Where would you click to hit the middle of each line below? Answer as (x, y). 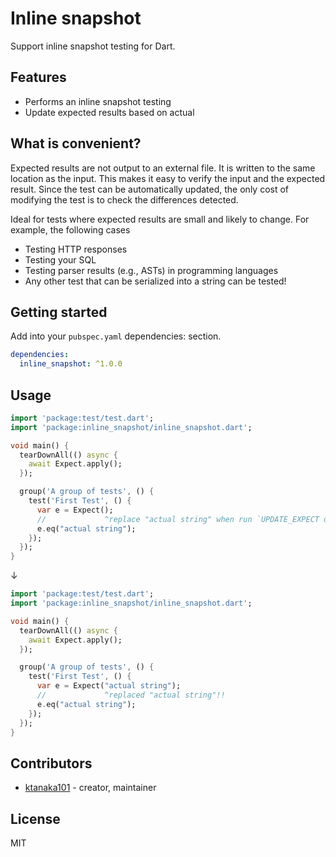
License (35, 818)
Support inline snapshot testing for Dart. (93, 46)
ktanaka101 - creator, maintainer (90, 788)
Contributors (51, 763)
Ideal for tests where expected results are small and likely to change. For (160, 219)
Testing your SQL (60, 259)
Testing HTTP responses (76, 249)
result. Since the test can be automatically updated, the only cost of (150, 189)
